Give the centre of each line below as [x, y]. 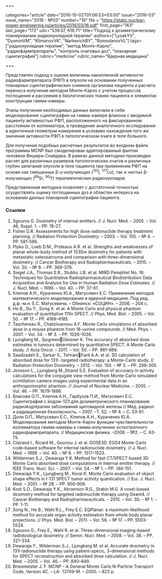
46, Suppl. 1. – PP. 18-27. [37, 226]
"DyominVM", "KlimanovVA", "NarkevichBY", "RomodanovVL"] [67, 41]
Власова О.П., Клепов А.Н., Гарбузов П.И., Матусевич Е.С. [73, 396]
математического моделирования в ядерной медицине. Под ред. [81, 298]
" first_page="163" [115, 25]
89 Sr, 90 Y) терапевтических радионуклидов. [80, 178]
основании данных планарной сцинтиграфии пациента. [63, 198]
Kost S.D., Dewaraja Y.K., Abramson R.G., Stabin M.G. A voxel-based [81, 489]
